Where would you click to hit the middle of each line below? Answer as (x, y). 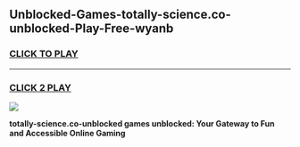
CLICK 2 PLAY (40, 87)
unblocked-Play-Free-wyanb (92, 29)
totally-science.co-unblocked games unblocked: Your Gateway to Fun (142, 123)
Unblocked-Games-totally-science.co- (121, 15)
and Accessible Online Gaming (67, 133)
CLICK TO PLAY (44, 54)
